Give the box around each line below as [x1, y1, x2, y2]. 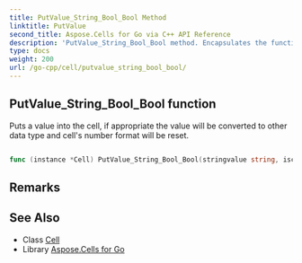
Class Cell [22, 234, 60, 245]
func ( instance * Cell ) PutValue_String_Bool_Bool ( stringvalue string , [9, 154, 280, 164]
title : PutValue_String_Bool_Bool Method [9, 13, 167, 22]
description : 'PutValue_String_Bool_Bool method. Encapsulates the [9, 38, 268, 48]
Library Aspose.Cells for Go [22, 243, 125, 254]
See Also [9, 210, 60, 225]
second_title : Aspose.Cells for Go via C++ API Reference [9, 30, 231, 39]
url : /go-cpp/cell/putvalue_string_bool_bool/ [9, 64, 187, 73]
